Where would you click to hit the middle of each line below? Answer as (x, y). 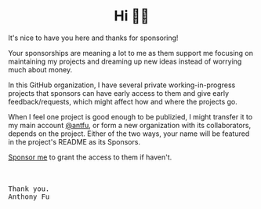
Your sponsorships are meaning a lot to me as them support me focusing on (130, 53)
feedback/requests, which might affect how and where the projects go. (123, 101)
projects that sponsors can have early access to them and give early (119, 93)
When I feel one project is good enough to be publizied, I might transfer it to (130, 116)
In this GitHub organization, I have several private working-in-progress (122, 85)
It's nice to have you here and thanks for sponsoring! (93, 38)
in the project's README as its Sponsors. (74, 141)
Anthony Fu (29, 196)
